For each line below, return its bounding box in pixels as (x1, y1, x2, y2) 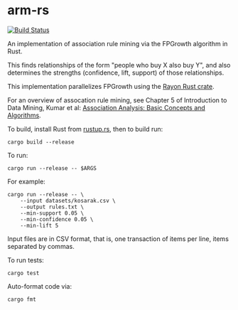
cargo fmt (7, 296, 37, 303)
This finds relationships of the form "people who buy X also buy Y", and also (7, 60, 231, 69)
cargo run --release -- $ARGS (7, 164, 97, 172)
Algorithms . (7, 111, 41, 119)
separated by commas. (7, 242, 75, 250)
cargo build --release (7, 138, 75, 146)
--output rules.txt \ (20, 203, 84, 210)
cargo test (7, 269, 40, 277)
